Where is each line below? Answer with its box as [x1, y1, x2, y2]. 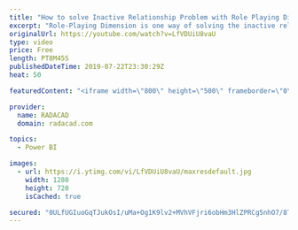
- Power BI [17, 143, 58, 152]
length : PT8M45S [9, 54, 69, 63]
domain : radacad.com [17, 119, 93, 128]
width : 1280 [25, 175, 69, 184]
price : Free [9, 46, 53, 55]
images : [9, 159, 38, 168]
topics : [9, 134, 38, 144]
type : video [9, 37, 53, 47]
